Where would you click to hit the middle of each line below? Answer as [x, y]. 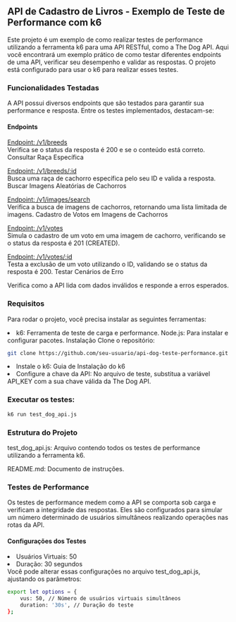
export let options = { [42, 592]
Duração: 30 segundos [50, 564]
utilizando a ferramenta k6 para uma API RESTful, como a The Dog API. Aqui [118, 47]
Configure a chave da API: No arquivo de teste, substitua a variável [113, 374]
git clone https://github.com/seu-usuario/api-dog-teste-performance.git [118, 353]
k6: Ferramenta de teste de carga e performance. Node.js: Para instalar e [123, 332]
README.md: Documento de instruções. [66, 468]
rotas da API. [26, 525]
